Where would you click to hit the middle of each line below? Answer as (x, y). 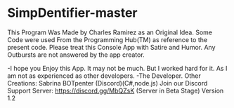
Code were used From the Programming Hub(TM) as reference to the (108, 39)
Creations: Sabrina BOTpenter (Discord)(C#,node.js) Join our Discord (108, 83)
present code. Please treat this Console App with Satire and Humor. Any (111, 47)
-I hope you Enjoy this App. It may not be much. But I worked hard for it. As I (117, 68)
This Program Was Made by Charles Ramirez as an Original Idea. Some (110, 32)
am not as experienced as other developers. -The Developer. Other (104, 76)
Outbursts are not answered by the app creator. (76, 55)
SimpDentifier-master (72, 13)
